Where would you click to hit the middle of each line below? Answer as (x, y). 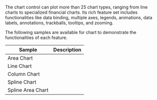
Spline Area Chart (28, 90)
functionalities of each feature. (36, 37)
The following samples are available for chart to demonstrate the (71, 32)
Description (67, 50)
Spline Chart (22, 82)
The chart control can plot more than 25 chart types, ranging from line (77, 7)
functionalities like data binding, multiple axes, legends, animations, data (79, 17)
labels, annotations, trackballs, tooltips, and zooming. (59, 23)
